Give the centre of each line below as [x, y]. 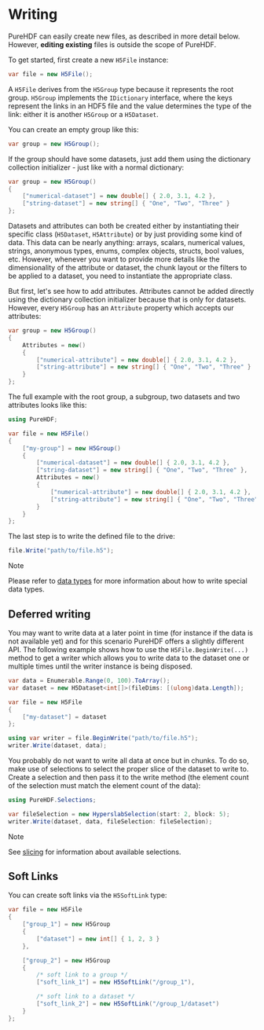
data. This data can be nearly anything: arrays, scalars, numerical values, [126, 243]
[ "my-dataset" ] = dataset [65, 717]
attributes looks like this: [48, 405]
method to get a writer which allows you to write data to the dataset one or [129, 658]
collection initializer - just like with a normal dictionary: [96, 167]
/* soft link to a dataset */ [86, 997]
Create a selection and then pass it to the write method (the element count [128, 777]
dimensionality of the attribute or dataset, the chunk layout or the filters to [128, 268]
